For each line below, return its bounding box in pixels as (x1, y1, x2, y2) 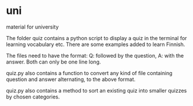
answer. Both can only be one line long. (6, 58, 101, 65)
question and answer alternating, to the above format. (6, 76, 136, 83)
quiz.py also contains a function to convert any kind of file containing (6, 69, 173, 76)
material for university (6, 23, 59, 30)
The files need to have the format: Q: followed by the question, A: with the (6, 52, 184, 59)
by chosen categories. (6, 93, 60, 100)
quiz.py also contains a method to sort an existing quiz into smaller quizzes (6, 87, 187, 94)
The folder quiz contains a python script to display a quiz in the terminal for (6, 34, 187, 41)
